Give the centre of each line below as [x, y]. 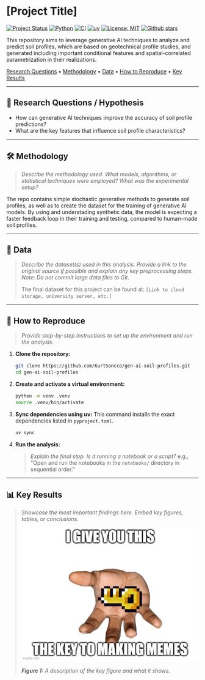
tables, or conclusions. [50, 519]
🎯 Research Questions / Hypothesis [75, 103]
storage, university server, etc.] [67, 297]
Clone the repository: [43, 354]
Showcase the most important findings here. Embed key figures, [102, 512]
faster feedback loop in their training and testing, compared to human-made [102, 218]
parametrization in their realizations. [52, 59]
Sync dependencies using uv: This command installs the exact [95, 414]
